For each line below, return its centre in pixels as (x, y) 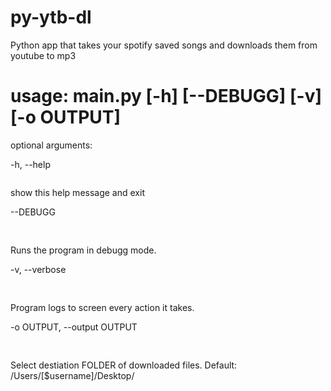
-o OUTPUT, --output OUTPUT (74, 327)
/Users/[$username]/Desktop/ (72, 375)
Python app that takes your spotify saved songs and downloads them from (164, 45)
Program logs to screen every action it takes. (102, 307)
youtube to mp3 (43, 55)
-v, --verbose (38, 269)
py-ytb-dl (51, 17)
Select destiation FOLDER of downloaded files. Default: (124, 365)
